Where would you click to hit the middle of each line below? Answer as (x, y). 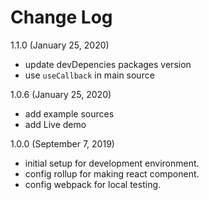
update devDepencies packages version (108, 64)
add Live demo (55, 124)
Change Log (61, 17)
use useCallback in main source (89, 75)
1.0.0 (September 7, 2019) (62, 143)
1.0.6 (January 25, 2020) (61, 94)
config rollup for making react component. (112, 173)
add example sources (69, 113)
